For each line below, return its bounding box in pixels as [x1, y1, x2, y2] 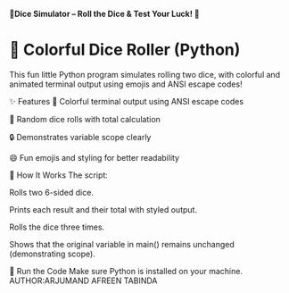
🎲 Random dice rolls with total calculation [9, 113, 161, 124]
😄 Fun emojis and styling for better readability [9, 152, 180, 163]
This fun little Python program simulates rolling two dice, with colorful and [9, 69, 281, 80]
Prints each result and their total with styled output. [9, 204, 198, 214]
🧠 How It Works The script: [9, 170, 109, 180]
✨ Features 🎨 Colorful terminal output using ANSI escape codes [9, 96, 244, 106]
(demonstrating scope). [9, 248, 95, 259]
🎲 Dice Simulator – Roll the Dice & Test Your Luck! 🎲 [9, 9, 200, 19]
